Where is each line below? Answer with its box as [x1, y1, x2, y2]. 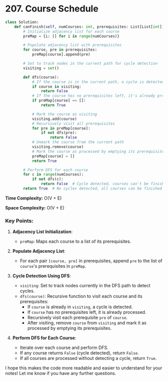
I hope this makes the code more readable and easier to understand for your [5, 365, 162, 371]
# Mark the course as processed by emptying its [31, 149, 135, 154]
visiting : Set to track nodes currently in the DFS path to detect [19, 283, 151, 289]
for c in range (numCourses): [23, 172, 84, 177]
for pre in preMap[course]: [31, 126, 91, 131]
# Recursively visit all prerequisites [31, 121, 115, 126]
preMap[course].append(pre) [31, 52, 91, 57]
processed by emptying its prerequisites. [27, 325, 112, 331]
